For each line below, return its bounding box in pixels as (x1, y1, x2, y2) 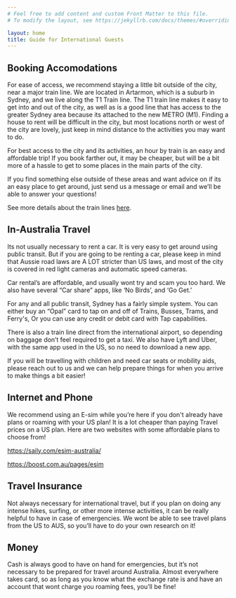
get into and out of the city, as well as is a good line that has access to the (7, 103, 221, 112)
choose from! (7, 432, 46, 441)
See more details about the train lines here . (7, 204, 132, 212)
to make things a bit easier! (7, 371, 86, 380)
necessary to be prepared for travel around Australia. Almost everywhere (7, 568, 219, 576)
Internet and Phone (7, 392, 93, 404)
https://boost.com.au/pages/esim (7, 460, 104, 468)
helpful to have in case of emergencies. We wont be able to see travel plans (7, 514, 227, 522)
